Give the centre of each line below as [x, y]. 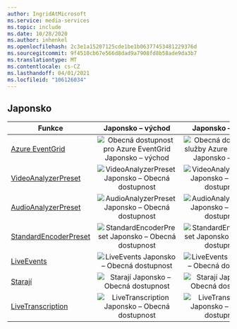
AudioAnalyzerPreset [46, 207]
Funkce [50, 128]
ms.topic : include [34, 27]
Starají [22, 282]
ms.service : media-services [49, 21]
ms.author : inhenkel [38, 40]
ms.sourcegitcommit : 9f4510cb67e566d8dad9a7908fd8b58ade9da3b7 [102, 54]
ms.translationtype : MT [42, 60]
